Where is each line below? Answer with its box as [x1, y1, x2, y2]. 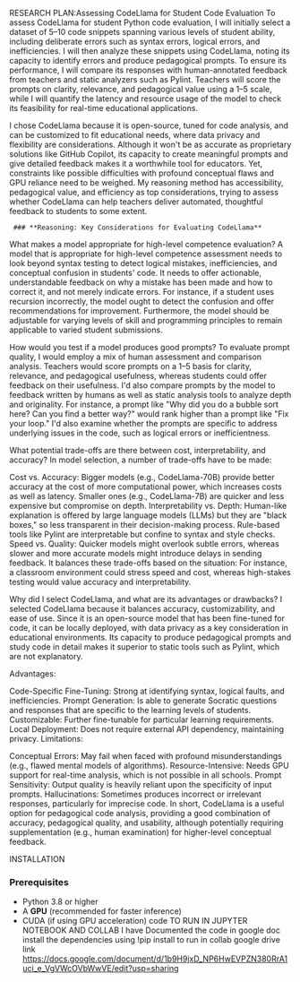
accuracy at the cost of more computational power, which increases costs [9, 481, 282, 492]
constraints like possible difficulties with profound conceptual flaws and [9, 168, 275, 178]
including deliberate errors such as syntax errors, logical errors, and [9, 36, 261, 47]
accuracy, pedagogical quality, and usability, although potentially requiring [9, 817, 284, 828]
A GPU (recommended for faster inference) [21, 906, 182, 917]
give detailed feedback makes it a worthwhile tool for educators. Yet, [9, 159, 263, 168]
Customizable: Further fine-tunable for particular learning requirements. [9, 714, 275, 725]
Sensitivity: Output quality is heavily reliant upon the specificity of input [9, 780, 272, 789]
